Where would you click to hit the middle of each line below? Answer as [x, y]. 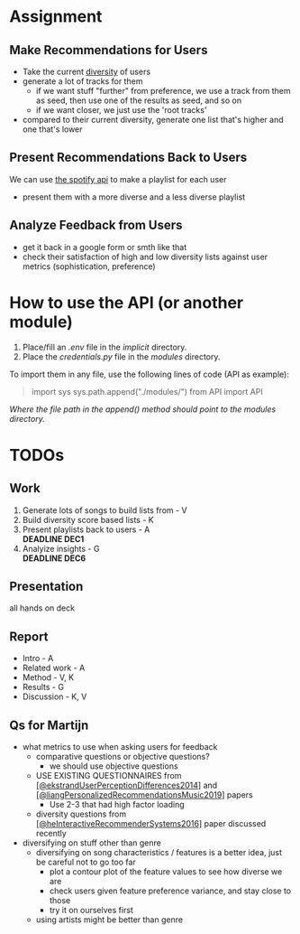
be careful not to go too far [86, 862]
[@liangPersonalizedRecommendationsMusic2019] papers [145, 795]
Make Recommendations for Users [109, 50]
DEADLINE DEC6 [54, 558]
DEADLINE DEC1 [53, 538]
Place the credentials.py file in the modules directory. [121, 356]
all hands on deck [42, 608]
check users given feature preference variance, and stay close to [170, 891]
